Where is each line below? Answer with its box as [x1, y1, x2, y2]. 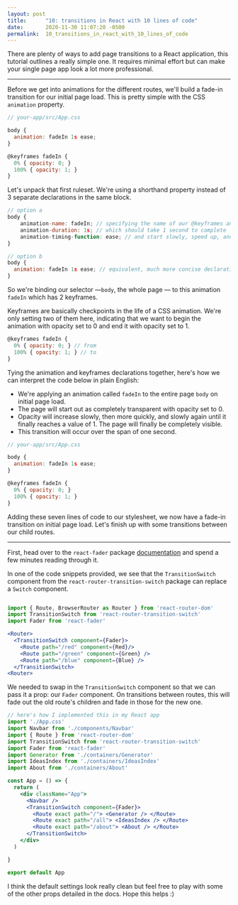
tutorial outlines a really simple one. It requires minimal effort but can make [7, 58, 225, 66]
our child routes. [7, 527, 55, 536]
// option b [7, 253, 42, 260]
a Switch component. [7, 584, 69, 593]
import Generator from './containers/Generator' [7, 751, 154, 759]
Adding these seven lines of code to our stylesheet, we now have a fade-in [7, 512, 226, 521]
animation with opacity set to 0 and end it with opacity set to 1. [7, 322, 190, 330]
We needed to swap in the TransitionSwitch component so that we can [7, 683, 216, 691]
